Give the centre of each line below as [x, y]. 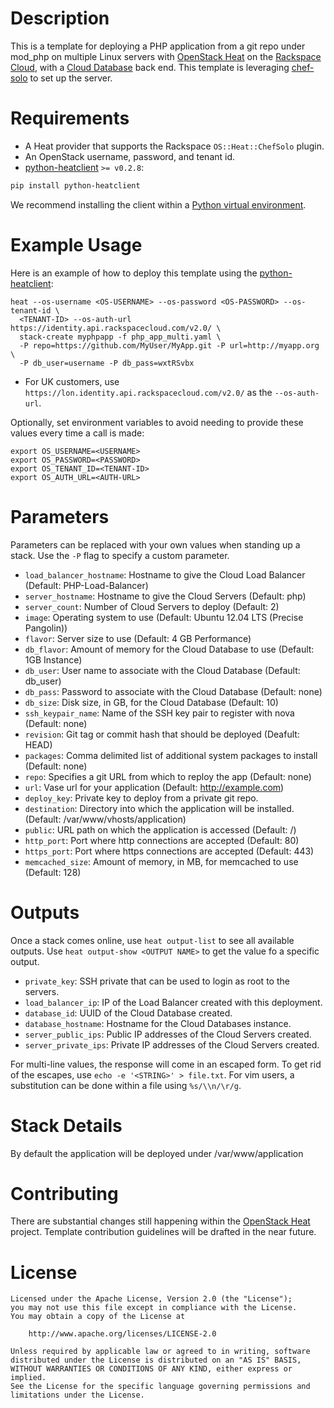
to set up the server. [71, 78]
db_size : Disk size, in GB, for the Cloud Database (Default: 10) [151, 702]
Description [60, 18]
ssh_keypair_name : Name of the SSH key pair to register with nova [159, 713]
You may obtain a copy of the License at [98, 1317]
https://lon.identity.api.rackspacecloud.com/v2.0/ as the [148, 392]
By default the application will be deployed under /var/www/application [157, 1153]
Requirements [70, 118]
